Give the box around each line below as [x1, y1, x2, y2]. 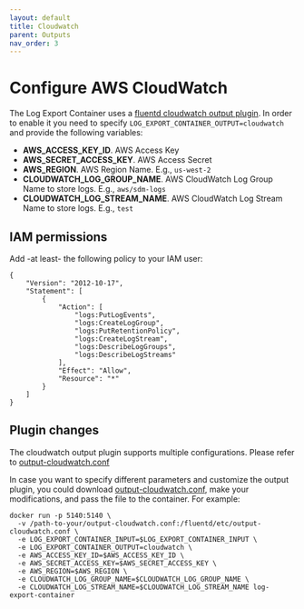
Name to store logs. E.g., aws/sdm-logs [22, 184, 166, 195]
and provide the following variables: [9, 127, 143, 138]
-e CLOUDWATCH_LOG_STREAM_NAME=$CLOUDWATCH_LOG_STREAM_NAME [17, 583, 250, 592]
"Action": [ [57, 303, 103, 312]
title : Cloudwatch [9, 22, 79, 31]
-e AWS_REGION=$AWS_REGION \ [17, 566, 128, 575]
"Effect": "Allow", [57, 366, 132, 375]
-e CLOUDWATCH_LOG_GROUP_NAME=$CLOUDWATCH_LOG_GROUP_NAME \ [17, 574, 250, 584]
